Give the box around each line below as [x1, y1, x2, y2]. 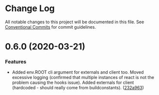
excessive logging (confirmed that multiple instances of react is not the [12, 75, 154, 80]
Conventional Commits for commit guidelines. [5, 24, 96, 30]
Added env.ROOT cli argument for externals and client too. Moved [12, 69, 144, 75]
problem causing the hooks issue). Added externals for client [12, 79, 134, 85]
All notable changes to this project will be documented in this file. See [5, 19, 144, 25]
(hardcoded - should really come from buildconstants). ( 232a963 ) [12, 85, 144, 91]
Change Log [5, 3, 55, 14]
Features [5, 59, 27, 65]
